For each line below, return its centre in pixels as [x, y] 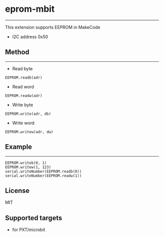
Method [17, 52]
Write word [23, 123]
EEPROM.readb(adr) [24, 78]
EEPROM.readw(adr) [24, 96]
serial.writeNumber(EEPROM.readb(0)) [43, 171]
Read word [23, 86]
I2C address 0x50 [30, 37]
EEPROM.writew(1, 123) [28, 167]
